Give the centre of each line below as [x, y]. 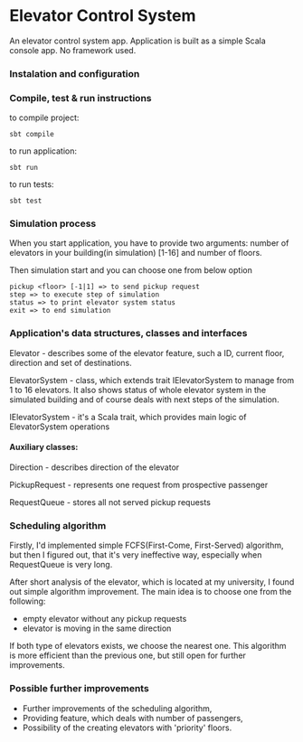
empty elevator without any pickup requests [104, 619]
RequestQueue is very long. [61, 565]
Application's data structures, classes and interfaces [128, 333]
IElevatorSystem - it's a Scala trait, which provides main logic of [128, 417]
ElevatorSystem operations [60, 427]
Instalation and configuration [75, 73]
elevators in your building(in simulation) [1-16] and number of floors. [136, 253]
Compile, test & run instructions [80, 98]
